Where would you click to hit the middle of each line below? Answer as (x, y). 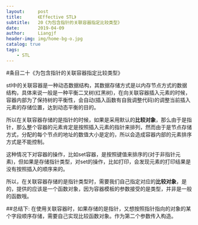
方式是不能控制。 (27, 142)
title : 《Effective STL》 (41, 17)
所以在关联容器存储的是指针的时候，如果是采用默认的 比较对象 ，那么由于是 (96, 120)
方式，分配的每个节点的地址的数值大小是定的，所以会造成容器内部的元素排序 (99, 134)
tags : (13, 50)
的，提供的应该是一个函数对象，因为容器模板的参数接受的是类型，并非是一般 (99, 189)
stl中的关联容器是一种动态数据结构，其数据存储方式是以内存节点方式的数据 (97, 85)
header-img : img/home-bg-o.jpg (44, 39)
